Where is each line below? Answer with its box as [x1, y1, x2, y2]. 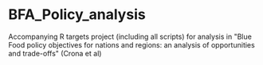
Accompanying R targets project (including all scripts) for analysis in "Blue [8, 32, 253, 41]
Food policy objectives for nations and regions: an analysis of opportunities [8, 40, 255, 49]
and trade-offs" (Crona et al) [8, 48, 102, 58]
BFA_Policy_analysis [8, 6, 146, 24]
